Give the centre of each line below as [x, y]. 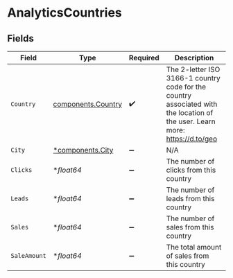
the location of [190, 113]
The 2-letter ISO [193, 69]
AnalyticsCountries [65, 13]
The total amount [194, 247]
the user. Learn [191, 121]
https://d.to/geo [191, 139]
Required [144, 58]
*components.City [83, 150]
